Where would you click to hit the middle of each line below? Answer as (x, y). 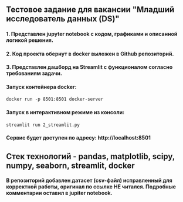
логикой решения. (30, 40)
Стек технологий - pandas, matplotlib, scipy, (90, 156)
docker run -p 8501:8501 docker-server (55, 100)
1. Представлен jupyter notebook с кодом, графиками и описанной (92, 34)
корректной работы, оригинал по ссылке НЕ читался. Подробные (91, 187)
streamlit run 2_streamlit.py (43, 125)
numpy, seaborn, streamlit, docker (70, 165)
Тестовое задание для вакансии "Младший (90, 10)
